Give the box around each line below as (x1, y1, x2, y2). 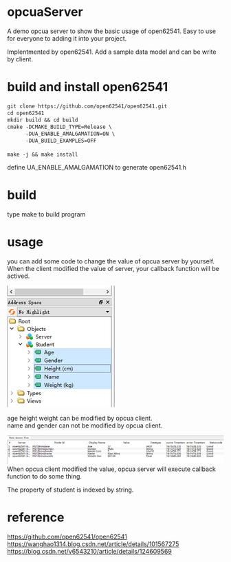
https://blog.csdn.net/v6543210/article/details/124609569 (7, 548, 172, 556)
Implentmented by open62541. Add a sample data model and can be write (7, 48, 217, 56)
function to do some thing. (7, 472, 82, 481)
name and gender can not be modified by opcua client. (7, 421, 163, 430)
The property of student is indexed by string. (7, 485, 134, 494)
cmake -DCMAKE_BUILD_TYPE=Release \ (7, 123, 112, 130)
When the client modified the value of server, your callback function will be (7, 264, 220, 272)
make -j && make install (7, 151, 78, 158)
